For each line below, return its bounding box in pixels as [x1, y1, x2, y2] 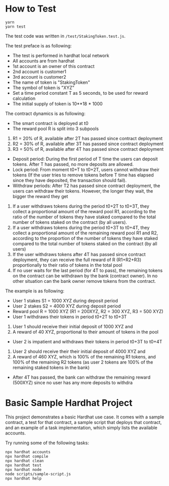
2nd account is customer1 [12, 69, 67, 75]
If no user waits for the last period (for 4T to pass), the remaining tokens [12, 267, 163, 273]
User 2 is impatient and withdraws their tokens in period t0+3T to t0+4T [12, 338, 162, 344]
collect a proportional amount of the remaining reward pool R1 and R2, [12, 230, 158, 236]
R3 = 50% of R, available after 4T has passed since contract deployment [12, 146, 164, 152]
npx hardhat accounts [5, 449, 51, 454]
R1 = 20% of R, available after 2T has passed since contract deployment [12, 135, 163, 141]
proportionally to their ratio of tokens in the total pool [12, 262, 123, 268]
